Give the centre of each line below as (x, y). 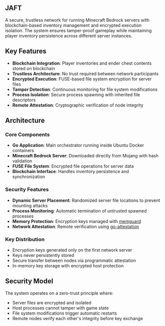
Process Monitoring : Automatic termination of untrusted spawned (79, 211)
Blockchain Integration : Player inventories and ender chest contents (82, 63)
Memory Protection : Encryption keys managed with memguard (77, 221)
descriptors (24, 100)
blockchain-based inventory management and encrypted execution (73, 25)
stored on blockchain (33, 68)
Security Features (27, 189)
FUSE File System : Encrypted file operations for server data (73, 166)
